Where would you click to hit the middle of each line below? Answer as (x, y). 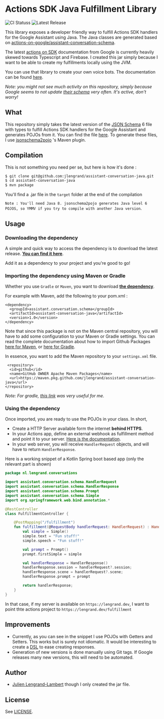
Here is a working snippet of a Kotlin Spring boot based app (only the (74, 459)
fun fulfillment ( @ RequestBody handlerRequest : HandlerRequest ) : (82, 527)
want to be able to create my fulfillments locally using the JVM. (68, 62)
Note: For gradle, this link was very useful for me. (55, 396)
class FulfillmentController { (37, 514)
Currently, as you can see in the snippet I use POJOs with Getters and (82, 636)
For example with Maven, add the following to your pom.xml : (66, 296)
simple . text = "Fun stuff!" (51, 536)
